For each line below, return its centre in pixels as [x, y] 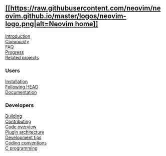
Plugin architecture [25, 132]
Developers [20, 105]
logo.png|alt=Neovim [39, 24]
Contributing [18, 122]
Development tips [23, 137]
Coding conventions [26, 143]
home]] [87, 24]
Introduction [18, 36]
